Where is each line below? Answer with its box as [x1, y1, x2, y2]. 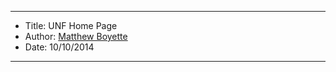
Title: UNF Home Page [24, 20, 118, 31]
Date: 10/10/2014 [24, 41, 95, 53]
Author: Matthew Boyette [24, 31, 128, 42]
